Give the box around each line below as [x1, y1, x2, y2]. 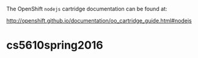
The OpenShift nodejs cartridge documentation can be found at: [6, 5, 167, 12]
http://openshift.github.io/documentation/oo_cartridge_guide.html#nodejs [6, 17, 192, 24]
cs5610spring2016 [6, 38, 104, 53]
